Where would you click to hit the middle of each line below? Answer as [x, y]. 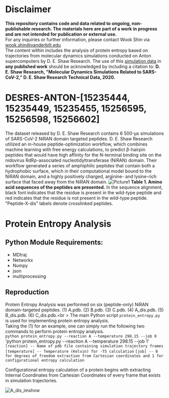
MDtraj [19, 255]
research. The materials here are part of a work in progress [94, 28]
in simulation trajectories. [32, 380]
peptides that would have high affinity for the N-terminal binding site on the [83, 155]
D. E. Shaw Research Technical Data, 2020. [69, 77]
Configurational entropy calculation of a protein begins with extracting [78, 370]
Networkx [23, 260]
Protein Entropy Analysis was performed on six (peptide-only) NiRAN [77, 304]
